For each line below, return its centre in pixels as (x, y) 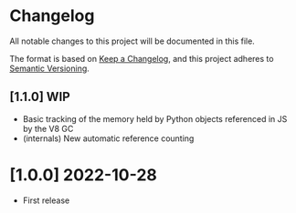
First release (46, 200)
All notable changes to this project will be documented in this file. (132, 41)
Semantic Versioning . (49, 68)
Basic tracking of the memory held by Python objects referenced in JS (155, 118)
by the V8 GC (48, 128)
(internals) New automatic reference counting (108, 138)
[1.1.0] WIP (40, 97)
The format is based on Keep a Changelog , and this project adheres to (142, 58)
